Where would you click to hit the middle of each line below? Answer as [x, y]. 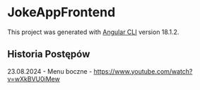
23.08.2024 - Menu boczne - [50, 71]
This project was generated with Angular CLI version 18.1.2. [93, 32]
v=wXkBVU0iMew [34, 79]
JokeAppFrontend [61, 12]
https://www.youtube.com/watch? [143, 71]
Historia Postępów [49, 54]
